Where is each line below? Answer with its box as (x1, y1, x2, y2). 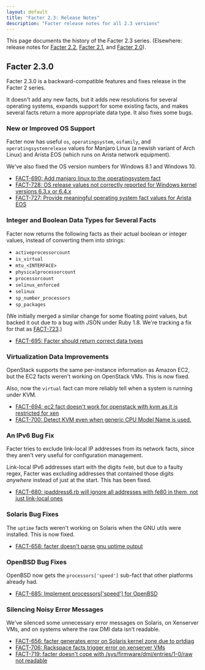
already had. (6, 578, 38, 585)
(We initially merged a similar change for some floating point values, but (6, 312, 188, 319)
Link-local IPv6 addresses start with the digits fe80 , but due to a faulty (6, 463, 183, 471)
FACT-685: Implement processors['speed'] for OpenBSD (15, 590, 158, 597)
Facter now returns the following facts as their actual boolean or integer (6, 230, 187, 237)
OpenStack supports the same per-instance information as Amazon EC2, (6, 367, 190, 374)
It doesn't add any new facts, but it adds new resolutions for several (6, 96, 177, 103)
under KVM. (6, 391, 37, 398)
